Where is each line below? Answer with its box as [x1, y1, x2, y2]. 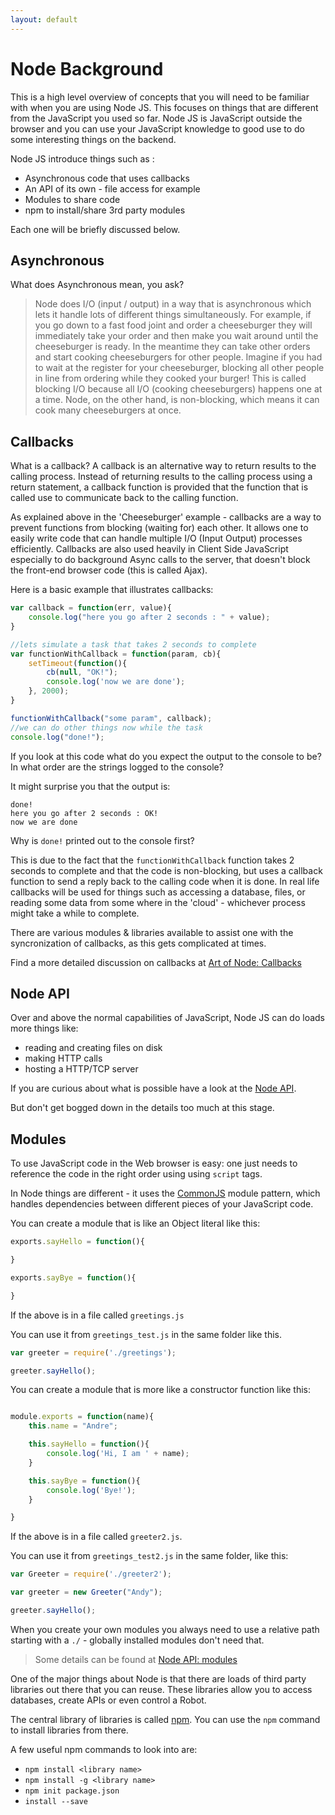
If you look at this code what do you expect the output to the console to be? [10, 750, 322, 762]
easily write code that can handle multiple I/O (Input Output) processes [10, 532, 303, 545]
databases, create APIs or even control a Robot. [10, 1694, 207, 1706]
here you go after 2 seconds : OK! [10, 808, 159, 818]
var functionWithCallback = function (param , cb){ [10, 649, 222, 659]
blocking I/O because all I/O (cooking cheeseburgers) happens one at [34, 383, 323, 395]
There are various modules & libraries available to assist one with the [10, 926, 294, 938]
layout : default [10, 14, 78, 25]
